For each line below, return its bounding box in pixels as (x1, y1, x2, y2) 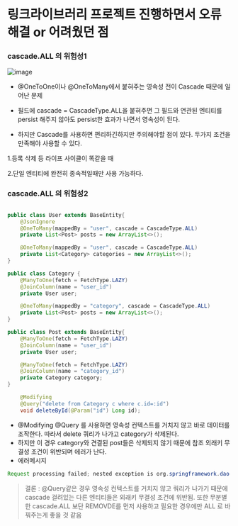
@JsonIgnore (20, 218, 55, 225)
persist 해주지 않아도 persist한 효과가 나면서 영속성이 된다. (17, 115, 181, 124)
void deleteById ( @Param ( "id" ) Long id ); (20, 407, 141, 414)
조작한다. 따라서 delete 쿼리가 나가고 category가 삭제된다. (17, 430, 179, 438)
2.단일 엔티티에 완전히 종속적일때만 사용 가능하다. (7, 169, 144, 178)
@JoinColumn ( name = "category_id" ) (20, 368, 125, 375)
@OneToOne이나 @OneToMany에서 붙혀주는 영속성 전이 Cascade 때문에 (17, 82, 224, 91)
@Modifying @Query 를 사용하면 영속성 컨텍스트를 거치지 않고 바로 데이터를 (17, 420, 230, 429)
